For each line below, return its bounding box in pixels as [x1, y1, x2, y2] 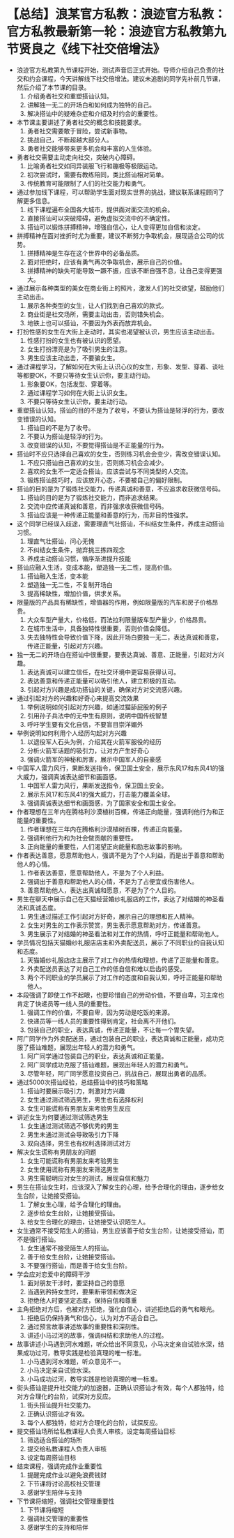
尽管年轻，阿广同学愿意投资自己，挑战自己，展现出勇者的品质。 [26, 1069, 210, 1077]
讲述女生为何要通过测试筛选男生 [16, 1113, 109, 1121]
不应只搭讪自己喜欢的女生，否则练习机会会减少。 [26, 458, 168, 466]
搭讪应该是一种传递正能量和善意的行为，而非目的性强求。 [26, 510, 192, 519]
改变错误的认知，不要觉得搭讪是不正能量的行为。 [26, 441, 168, 449]
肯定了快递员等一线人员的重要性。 [16, 999, 115, 1007]
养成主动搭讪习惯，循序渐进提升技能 [26, 554, 132, 563]
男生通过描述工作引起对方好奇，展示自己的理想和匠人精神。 [26, 912, 198, 920]
